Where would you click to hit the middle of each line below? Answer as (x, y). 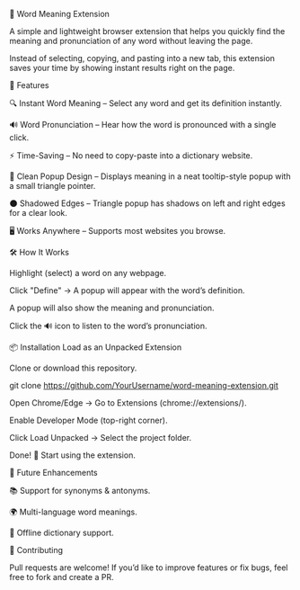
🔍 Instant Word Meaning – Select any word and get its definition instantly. (146, 103)
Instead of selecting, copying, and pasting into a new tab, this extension (142, 58)
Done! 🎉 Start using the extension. (73, 455)
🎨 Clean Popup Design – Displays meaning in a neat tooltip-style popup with (150, 176)
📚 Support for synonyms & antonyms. (80, 491)
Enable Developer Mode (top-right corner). (88, 420)
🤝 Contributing (36, 550)
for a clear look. (38, 213)
